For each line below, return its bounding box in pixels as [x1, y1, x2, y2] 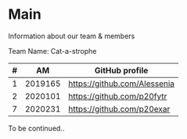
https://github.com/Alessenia [68, 78, 174, 89]
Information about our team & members [8, 31, 135, 41]
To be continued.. [8, 123, 65, 133]
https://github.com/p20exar [68, 103, 171, 114]
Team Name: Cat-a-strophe [8, 46, 97, 55]
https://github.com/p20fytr [68, 91, 167, 102]
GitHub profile [94, 65, 149, 76]
